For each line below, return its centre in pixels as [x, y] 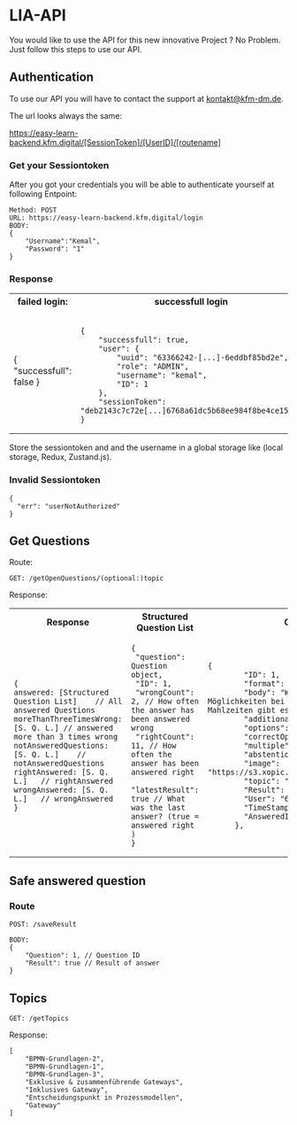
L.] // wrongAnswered [64, 799]
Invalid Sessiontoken [55, 480]
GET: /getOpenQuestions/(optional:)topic [87, 578]
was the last [158, 808]
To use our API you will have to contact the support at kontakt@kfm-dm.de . [147, 98]
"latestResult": [165, 790]
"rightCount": [165, 737]
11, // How [154, 746]
